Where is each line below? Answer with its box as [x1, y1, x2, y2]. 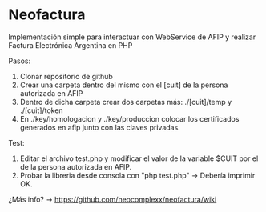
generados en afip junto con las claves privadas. [19, 122, 180, 132]
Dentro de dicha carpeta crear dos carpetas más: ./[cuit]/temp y [19, 97, 232, 106]
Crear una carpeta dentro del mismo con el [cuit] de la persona [19, 80, 228, 90]
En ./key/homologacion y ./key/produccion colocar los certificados [19, 114, 240, 123]
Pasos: [8, 56, 31, 66]
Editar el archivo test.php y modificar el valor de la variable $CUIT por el [19, 154, 259, 163]
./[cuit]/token [19, 106, 63, 115]
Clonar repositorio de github [19, 71, 114, 81]
